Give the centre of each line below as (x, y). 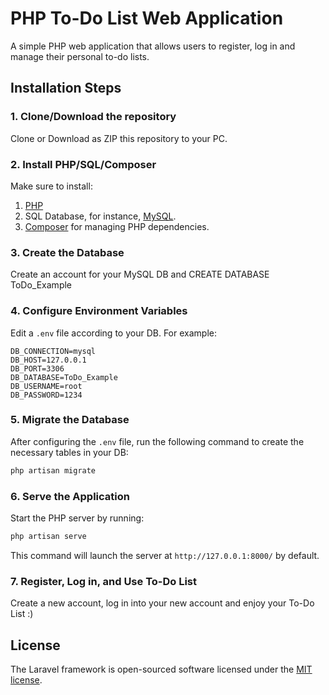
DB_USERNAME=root (46, 386)
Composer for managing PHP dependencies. (117, 226)
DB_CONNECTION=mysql (53, 351)
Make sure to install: (51, 186)
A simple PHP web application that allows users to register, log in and (153, 46)
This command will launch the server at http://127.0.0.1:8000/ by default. (165, 555)
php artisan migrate (53, 470)
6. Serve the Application (70, 496)
